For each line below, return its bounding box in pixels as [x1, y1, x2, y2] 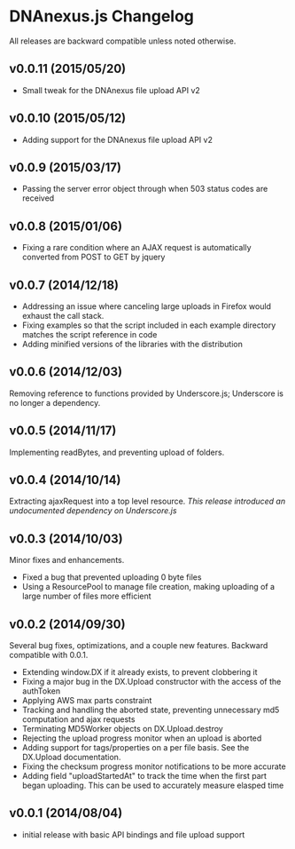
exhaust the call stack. [21, 311, 105, 321]
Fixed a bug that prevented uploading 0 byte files [21, 572, 202, 583]
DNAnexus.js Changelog [9, 6, 195, 27]
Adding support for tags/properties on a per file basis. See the [21, 742, 250, 753]
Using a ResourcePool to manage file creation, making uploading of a [21, 582, 276, 592]
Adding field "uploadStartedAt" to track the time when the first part [21, 771, 268, 782]
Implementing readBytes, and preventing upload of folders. [9, 447, 225, 457]
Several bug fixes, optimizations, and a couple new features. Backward [9, 640, 268, 651]
